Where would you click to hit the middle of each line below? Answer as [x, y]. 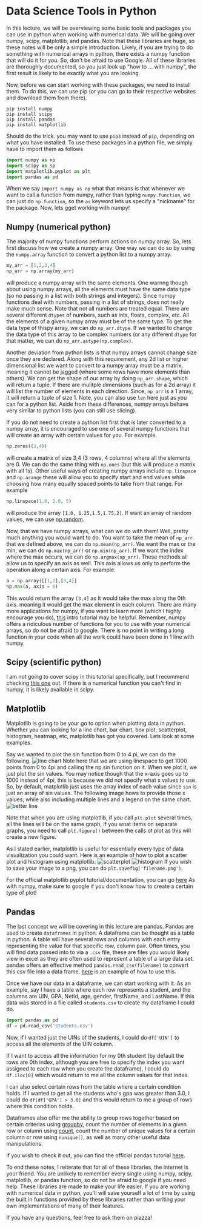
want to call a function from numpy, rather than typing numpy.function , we [98, 195]
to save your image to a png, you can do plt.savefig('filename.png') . [95, 868]
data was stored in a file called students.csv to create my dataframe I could [101, 1003]
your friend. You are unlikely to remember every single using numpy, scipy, [99, 1173]
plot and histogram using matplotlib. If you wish [99, 862]
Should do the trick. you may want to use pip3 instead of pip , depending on [101, 136]
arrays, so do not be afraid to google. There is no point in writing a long [95, 630]
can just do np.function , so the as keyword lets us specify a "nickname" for [101, 201]
